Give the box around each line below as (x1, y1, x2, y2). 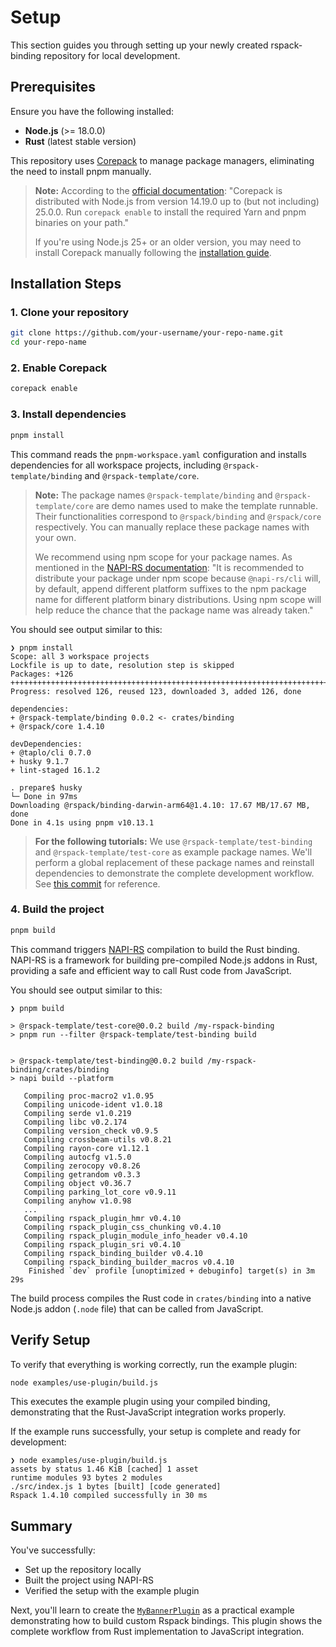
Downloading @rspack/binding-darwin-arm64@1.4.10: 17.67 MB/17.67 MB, (10, 800, 311, 810)
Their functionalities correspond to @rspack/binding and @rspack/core (34, 510, 322, 522)
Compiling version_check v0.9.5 (23, 1126, 159, 1136)
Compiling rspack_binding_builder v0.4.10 (23, 1248, 203, 1258)
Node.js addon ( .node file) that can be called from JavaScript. (10, 1302, 264, 1315)
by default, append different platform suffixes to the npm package (34, 582, 307, 595)
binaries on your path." (34, 216, 130, 228)
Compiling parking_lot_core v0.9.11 (23, 1187, 177, 1197)
